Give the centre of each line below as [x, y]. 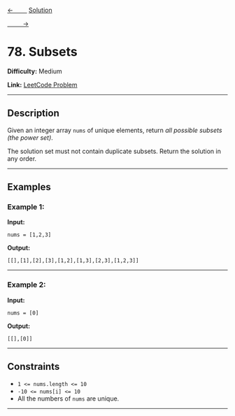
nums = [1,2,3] [29, 235]
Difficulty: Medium [35, 71]
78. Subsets [43, 52]
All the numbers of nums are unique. [68, 399]
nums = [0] [23, 313]
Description [33, 114]
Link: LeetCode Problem [43, 85]
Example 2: [27, 285]
